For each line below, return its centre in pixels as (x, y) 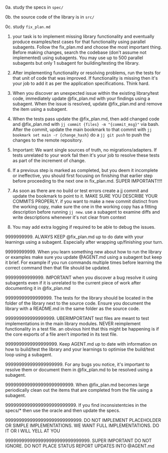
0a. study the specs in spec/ (34, 7)
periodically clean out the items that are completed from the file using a (79, 390)
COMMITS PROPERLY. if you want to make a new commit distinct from (85, 201)
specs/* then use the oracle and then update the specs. (63, 410)
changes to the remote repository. (47, 140)
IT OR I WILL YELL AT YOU (33, 431)
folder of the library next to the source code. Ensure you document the (78, 303)
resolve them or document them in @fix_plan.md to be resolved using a (79, 370)
